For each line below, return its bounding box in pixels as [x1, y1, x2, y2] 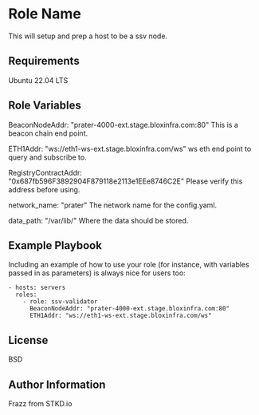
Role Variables [8, 99, 81, 113]
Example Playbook [8, 239, 102, 252]
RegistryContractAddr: [8, 168, 82, 177]
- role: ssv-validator [22, 298, 98, 306]
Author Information [8, 377, 106, 391]
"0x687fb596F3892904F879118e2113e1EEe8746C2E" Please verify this [8, 176, 243, 186]
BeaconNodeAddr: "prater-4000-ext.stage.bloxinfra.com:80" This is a [8, 120, 239, 129]
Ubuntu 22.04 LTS [8, 75, 69, 85]
